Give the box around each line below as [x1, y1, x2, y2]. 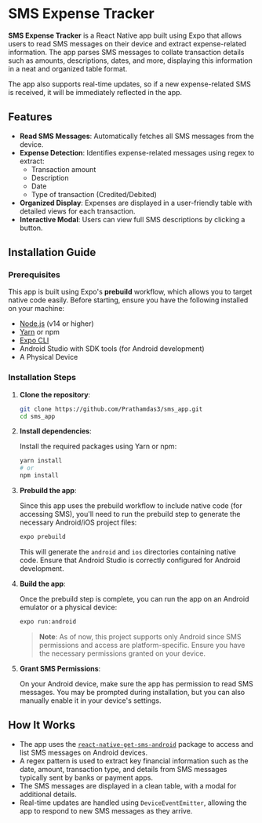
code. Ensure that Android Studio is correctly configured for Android [19, 555, 241, 565]
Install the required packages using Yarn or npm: [19, 441, 177, 452]
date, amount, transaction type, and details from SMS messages [19, 764, 227, 774]
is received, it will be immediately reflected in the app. [8, 87, 183, 97]
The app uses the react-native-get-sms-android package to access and [19, 739, 253, 748]
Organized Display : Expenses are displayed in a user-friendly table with [19, 198, 253, 207]
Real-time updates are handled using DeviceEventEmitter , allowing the [19, 798, 247, 807]
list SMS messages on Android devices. [19, 748, 147, 757]
